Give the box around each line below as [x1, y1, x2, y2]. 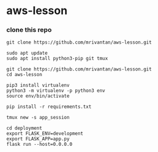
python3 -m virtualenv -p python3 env [6, 88, 105, 94]
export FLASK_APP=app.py [6, 136, 70, 142]
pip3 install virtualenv [6, 82, 70, 89]
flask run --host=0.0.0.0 [6, 142, 72, 148]
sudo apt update [6, 50, 48, 56]
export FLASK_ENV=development [6, 131, 84, 137]
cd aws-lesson [6, 72, 43, 78]
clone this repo [6, 26, 52, 34]
